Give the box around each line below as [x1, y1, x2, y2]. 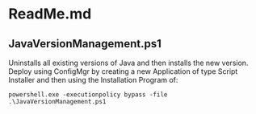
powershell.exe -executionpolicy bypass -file [8, 91, 168, 99]
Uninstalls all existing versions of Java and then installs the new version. [8, 58, 249, 67]
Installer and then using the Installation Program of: [8, 75, 178, 84]
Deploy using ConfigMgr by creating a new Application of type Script [8, 67, 238, 76]
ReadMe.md [8, 5, 92, 23]
